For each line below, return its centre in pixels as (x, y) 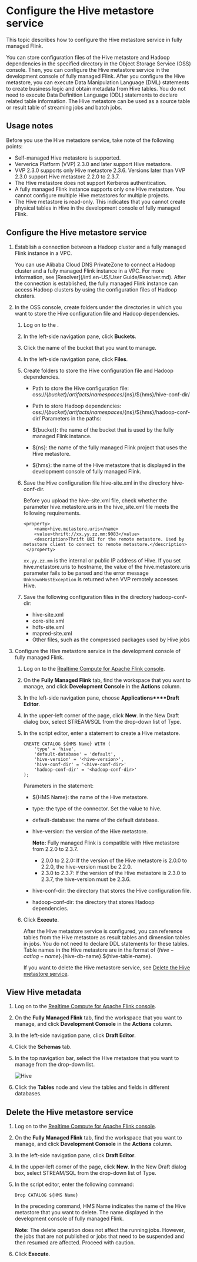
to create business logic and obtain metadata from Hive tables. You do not (96, 88)
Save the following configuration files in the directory (87, 597)
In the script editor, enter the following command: (74, 1184)
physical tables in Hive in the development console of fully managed (97, 208)
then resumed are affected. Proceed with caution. (75, 1243)
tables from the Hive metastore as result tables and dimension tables (106, 937)
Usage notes (30, 126)
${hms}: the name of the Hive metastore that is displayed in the (109, 465)
